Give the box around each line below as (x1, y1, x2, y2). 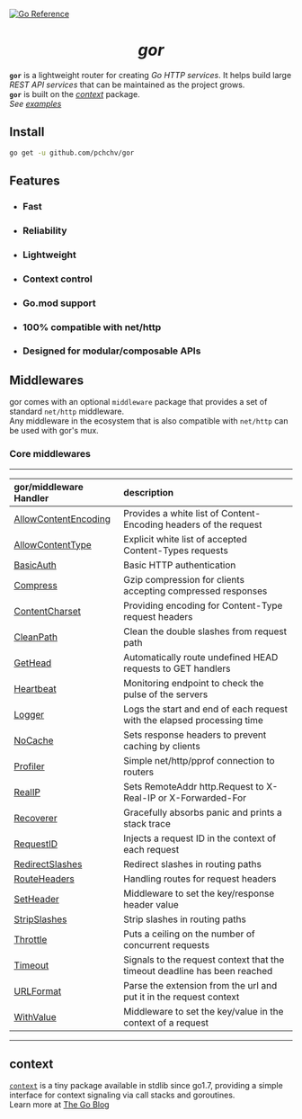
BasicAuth (13, 559, 57, 571)
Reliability (22, 224, 67, 237)
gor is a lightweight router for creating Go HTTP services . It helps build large (9, 69, 292, 80)
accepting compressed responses (123, 585, 268, 597)
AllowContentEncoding (13, 513, 111, 525)
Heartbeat (13, 682, 57, 694)
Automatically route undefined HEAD (123, 650, 279, 663)
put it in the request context (123, 990, 240, 1003)
